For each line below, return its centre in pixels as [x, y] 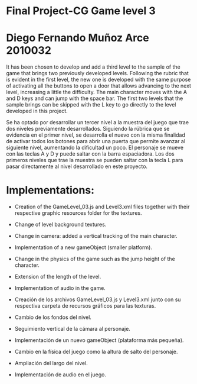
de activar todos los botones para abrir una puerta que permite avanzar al [96, 141]
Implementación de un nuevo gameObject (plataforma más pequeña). [99, 340]
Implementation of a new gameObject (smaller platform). [83, 247]
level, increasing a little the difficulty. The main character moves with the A [97, 92]
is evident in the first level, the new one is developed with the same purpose [98, 80]
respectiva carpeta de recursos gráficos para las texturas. [85, 306]
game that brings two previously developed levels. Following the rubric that [97, 73]
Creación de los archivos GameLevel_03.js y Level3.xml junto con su [98, 299]
